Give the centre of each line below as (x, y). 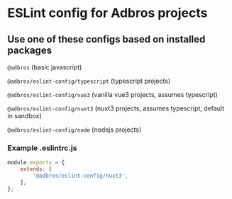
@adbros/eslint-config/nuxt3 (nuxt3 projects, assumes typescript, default (116, 108)
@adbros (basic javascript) (45, 67)
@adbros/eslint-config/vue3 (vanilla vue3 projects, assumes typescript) (112, 95)
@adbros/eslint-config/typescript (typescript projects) (89, 81)
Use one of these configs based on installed (106, 39)
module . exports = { (36, 163)
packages (29, 50)
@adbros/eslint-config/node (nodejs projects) (74, 130)
